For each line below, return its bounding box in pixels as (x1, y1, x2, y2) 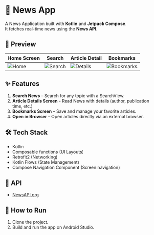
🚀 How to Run (5, 206, 47, 214)
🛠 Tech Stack (5, 128, 48, 136)
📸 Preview (5, 40, 36, 49)
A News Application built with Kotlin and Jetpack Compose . (5, 21, 127, 26)
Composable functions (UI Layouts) (12, 149, 84, 155)
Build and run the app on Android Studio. (12, 224, 94, 230)
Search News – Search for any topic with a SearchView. (12, 93, 125, 99)
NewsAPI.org (12, 192, 39, 198)
